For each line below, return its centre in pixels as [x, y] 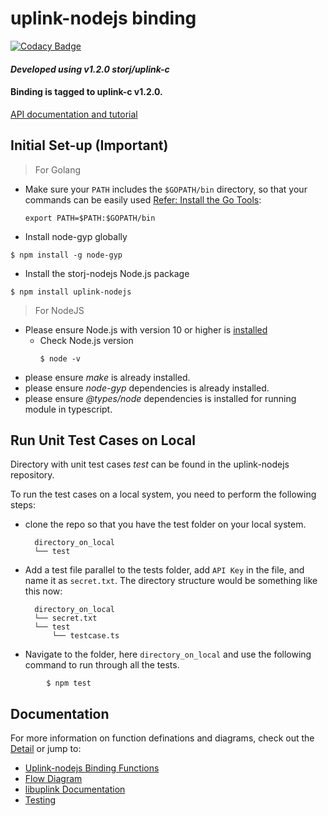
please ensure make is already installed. [107, 377]
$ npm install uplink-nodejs [71, 292]
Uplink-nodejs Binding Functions [92, 768]
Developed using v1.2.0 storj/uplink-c [90, 69]
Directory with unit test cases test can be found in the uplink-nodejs [150, 464]
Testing [40, 800]
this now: [43, 591]
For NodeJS [59, 310]
